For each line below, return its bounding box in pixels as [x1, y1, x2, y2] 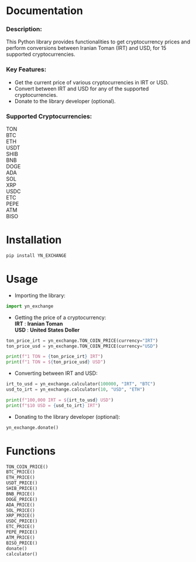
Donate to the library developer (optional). [14, 97, 116, 104]
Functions [6, 444, 56, 458]
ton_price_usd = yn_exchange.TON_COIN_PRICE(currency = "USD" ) [6, 343, 159, 349]
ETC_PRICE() [6, 524, 35, 530]
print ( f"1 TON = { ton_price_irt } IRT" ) [6, 354, 104, 360]
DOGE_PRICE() [6, 496, 38, 502]
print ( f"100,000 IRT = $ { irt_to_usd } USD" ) [6, 397, 114, 403]
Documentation [6, 4, 84, 18]
